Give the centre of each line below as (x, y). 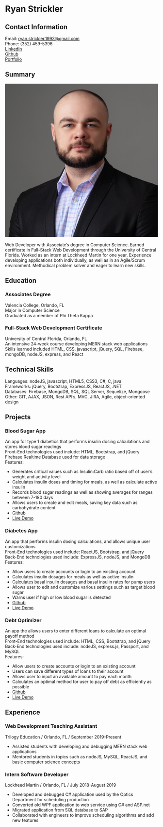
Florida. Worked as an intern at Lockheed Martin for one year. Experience (78, 255)
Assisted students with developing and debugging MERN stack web (80, 746)
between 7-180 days (33, 498)
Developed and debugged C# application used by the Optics (73, 794)
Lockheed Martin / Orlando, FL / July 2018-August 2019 (61, 785)
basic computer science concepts (46, 762)
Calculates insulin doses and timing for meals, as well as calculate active (85, 482)
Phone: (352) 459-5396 (29, 44)
